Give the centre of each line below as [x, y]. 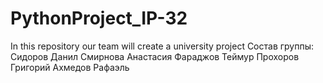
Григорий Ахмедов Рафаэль [70, 67]
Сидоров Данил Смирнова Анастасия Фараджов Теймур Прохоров [155, 56]
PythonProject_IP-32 [99, 18]
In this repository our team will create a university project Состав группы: [162, 46]
